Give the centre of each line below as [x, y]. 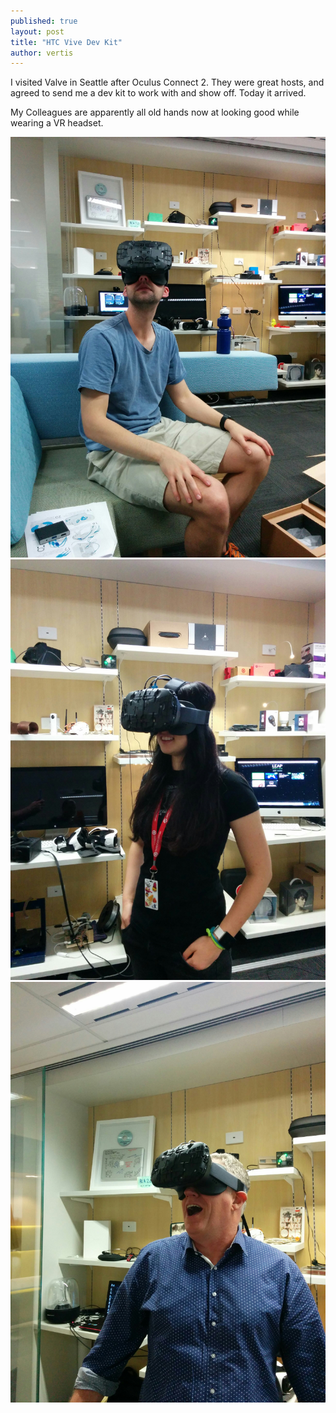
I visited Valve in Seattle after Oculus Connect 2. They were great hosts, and [167, 82]
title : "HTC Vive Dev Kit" [66, 42]
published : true [44, 21]
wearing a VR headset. [57, 123]
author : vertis [42, 53]
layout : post [37, 31]
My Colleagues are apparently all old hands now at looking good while [155, 112]
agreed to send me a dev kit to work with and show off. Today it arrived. [158, 93]
